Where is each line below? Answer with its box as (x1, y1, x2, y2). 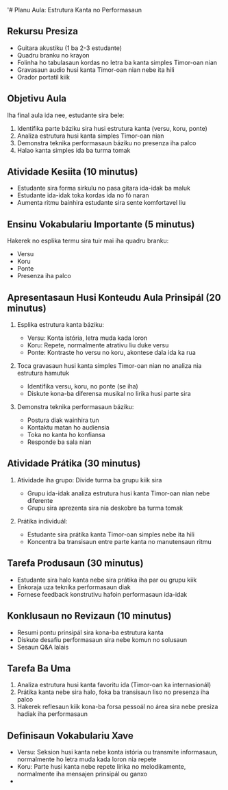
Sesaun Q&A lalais (16, 643, 69, 651)
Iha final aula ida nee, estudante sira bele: (7, 111, 125, 119)
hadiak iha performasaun (16, 710, 88, 718)
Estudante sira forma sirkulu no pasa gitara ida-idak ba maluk (16, 184, 190, 193)
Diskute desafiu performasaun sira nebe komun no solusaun (16, 635, 188, 643)
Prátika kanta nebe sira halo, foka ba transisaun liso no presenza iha (16, 688, 210, 696)
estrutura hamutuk (16, 369, 70, 378)
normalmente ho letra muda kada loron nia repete (16, 755, 157, 763)
